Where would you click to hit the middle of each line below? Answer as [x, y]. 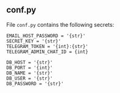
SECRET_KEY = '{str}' [34, 41]
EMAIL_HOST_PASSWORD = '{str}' [46, 36]
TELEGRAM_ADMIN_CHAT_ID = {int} [47, 52]
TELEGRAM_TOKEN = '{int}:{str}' [47, 46]
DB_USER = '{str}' [30, 78]
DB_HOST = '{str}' [30, 62]
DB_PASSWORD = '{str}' [35, 84]
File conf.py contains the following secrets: [60, 24]
